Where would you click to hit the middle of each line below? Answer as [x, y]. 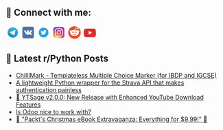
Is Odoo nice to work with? [53, 111]
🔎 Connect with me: [48, 13]
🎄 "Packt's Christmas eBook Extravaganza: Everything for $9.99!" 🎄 [111, 119]
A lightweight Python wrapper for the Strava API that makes [100, 83]
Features [28, 105]
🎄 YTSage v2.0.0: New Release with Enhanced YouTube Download [110, 97]
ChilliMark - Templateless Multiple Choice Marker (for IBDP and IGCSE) [116, 75]
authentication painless [49, 89]
